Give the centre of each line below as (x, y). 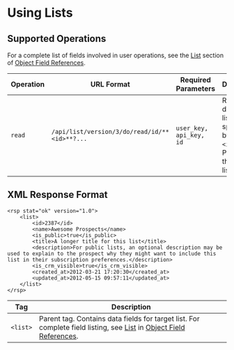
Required (195, 80)
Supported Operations (57, 39)
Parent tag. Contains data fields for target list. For (119, 319)
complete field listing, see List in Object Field (112, 327)
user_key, (192, 128)
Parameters (196, 89)
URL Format (110, 84)
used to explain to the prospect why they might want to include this (112, 253)
